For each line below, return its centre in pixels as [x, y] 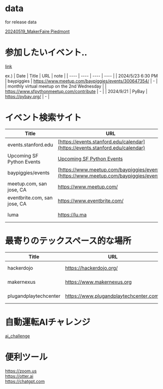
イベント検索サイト [43, 118]
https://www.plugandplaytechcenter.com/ [113, 296]
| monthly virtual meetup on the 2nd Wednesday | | [56, 86]
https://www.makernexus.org [98, 282]
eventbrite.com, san [30, 198]
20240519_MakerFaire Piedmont [37, 31]
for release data [21, 22]
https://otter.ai [19, 376]
